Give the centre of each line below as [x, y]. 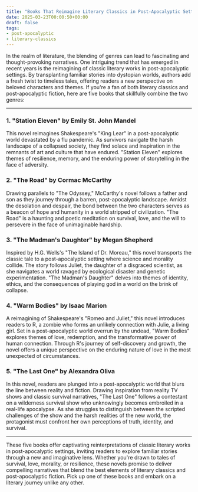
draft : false [22, 22]
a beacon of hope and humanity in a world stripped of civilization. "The [92, 212]
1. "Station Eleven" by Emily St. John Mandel [71, 120]
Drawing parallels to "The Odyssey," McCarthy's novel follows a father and [97, 193]
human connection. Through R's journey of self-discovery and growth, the [96, 344]
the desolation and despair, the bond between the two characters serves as [98, 206]
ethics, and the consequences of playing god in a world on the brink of [92, 284]
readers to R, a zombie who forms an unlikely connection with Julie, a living [98, 325]
